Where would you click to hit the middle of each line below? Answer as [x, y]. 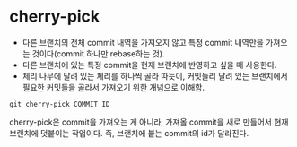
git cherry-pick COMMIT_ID [60, 104]
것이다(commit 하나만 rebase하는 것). [98, 53]
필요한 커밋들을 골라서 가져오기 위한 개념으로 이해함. [113, 87]
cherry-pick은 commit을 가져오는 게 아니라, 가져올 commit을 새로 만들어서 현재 [149, 122]
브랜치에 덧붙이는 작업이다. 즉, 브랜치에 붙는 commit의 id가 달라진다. [129, 133]
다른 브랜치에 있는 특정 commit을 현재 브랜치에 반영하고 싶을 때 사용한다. [149, 65]
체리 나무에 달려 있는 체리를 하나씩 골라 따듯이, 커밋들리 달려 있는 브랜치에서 [155, 76]
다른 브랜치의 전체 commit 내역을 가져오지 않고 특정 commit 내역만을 [143, 42]
